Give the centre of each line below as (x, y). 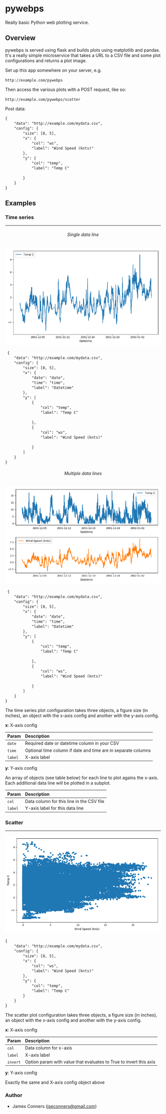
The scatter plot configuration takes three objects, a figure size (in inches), (81, 1015)
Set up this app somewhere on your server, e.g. (54, 70)
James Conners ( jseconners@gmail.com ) (55, 1106)
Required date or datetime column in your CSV (72, 743)
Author (14, 1095)
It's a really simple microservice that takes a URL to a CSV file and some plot (83, 55)
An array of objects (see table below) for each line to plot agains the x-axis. (82, 778)
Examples (21, 203)
